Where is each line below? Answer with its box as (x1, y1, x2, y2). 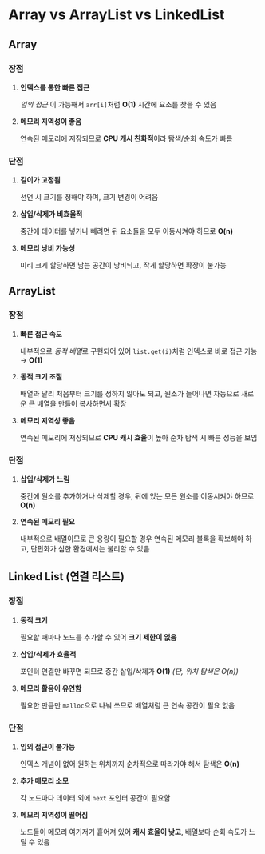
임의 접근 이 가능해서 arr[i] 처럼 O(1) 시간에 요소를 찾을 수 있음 (19, 99, 217, 109)
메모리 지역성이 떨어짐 (19, 810, 89, 820)
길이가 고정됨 (19, 175, 61, 185)
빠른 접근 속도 (19, 329, 62, 339)
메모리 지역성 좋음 (19, 415, 76, 425)
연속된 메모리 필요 (19, 517, 76, 527)
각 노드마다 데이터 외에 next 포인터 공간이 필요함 (19, 793, 171, 803)
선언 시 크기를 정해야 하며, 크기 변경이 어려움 (19, 192, 159, 202)
